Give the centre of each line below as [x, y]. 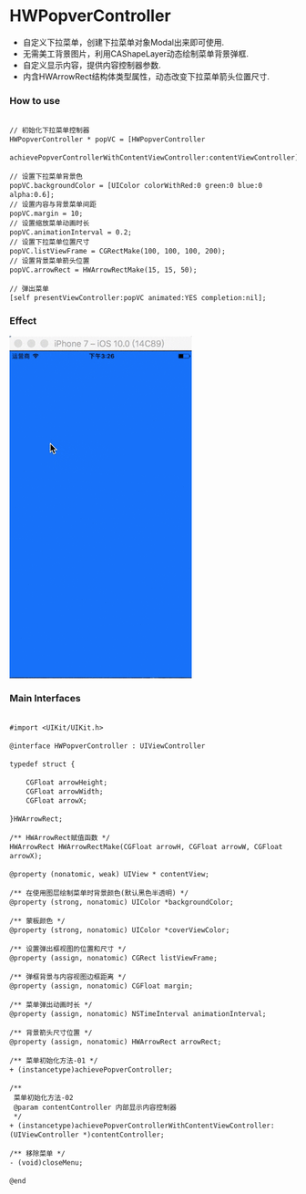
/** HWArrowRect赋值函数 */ [60, 837]
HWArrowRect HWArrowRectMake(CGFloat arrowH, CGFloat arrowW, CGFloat [146, 846]
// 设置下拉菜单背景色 [46, 177]
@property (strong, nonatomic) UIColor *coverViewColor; [120, 930]
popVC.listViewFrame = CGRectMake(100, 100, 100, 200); [117, 252]
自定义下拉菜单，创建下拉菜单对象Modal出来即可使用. [123, 42]
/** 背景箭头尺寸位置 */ [51, 1033]
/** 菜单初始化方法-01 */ [54, 1060]
